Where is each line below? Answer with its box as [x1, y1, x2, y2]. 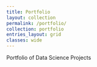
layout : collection [6, 15, 56, 21]
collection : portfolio [6, 26, 64, 32]
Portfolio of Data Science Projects [6, 54, 92, 61]
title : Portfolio [6, 9, 51, 15]
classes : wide [6, 37, 43, 43]
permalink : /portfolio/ [6, 20, 67, 26]
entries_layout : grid [6, 32, 62, 38]
